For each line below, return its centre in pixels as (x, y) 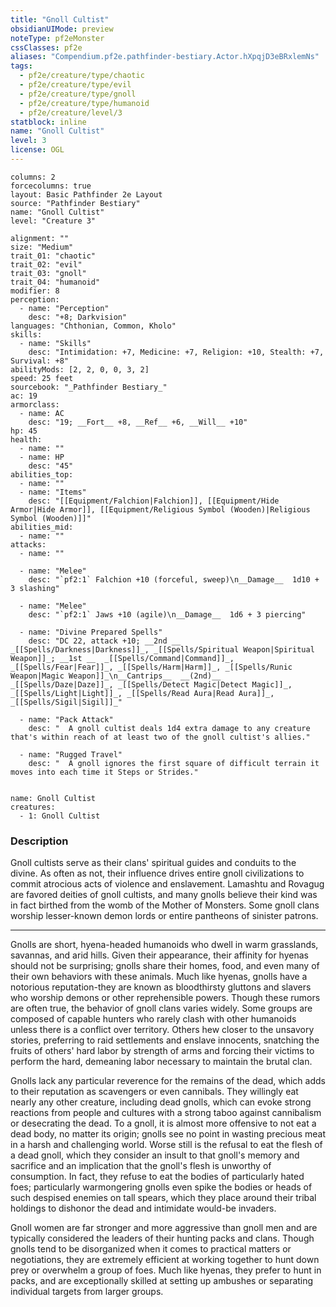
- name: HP (42, 457)
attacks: (28, 544)
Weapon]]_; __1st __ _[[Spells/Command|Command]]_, (122, 658)
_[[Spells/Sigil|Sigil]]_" (66, 702)
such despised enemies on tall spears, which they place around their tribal (163, 1198)
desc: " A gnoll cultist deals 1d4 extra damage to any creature (169, 728)
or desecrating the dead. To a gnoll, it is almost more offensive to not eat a (163, 1123)
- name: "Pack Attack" (66, 719)
